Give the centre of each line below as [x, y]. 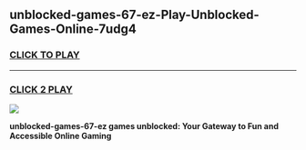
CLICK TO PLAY [45, 55]
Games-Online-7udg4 [73, 30]
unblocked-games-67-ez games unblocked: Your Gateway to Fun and [144, 125]
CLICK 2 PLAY [41, 89]
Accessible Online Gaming [61, 135]
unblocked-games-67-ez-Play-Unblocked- [134, 15]
